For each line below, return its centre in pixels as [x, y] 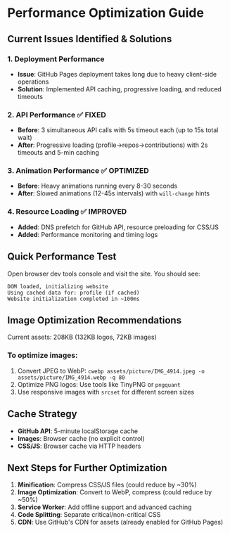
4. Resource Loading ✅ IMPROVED [67, 212]
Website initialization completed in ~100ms [74, 299]
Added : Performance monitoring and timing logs [88, 234]
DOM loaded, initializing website [58, 286]
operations [33, 82]
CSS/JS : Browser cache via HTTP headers [79, 446]
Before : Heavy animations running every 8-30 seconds [97, 186]
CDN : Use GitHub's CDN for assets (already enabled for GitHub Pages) [120, 522]
